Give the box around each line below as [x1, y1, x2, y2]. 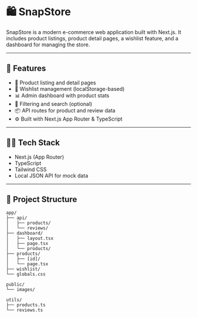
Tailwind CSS [14, 166, 47, 173]
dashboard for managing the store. [6, 41, 90, 48]
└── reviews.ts [6, 307, 43, 313]
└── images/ [6, 287, 35, 293]
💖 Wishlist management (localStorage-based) [14, 85, 125, 92]
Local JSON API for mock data [14, 172, 89, 179]
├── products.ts [6, 302, 46, 308]
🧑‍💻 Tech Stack [6, 138, 60, 148]
